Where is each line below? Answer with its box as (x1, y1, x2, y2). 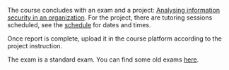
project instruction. (7, 42, 62, 50)
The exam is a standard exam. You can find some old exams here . (7, 55, 199, 64)
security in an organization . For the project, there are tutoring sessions (7, 13, 213, 22)
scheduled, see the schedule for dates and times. (7, 21, 151, 29)
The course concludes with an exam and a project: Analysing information (7, 6, 221, 14)
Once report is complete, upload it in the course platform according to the (7, 34, 223, 43)
